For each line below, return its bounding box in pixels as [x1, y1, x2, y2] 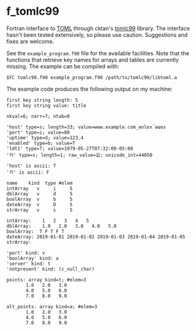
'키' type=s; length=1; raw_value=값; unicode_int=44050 [6, 152, 152, 158]
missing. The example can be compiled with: [6, 63, 120, 70]
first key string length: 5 [6, 97, 79, 103]
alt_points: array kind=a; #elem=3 [6, 303, 98, 310]
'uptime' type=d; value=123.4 [6, 134, 84, 141]
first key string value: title [6, 103, 87, 109]
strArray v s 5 [6, 207, 73, 213]
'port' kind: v [6, 250, 45, 256]
